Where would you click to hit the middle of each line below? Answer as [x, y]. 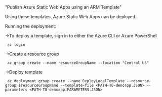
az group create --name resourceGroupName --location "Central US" [78, 63]
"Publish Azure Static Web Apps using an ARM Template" [63, 7]
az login [16, 45]
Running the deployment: [31, 26]
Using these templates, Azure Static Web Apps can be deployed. [71, 16]
